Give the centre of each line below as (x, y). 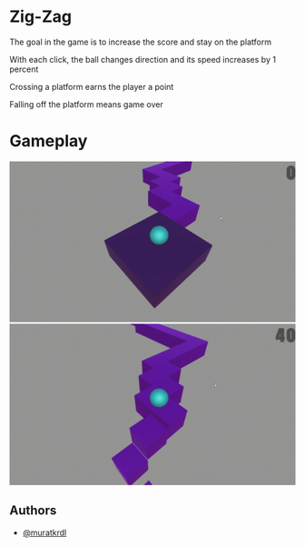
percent (24, 69)
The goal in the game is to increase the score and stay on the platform (141, 42)
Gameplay (49, 141)
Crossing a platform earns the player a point (92, 86)
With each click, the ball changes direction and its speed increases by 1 (143, 59)
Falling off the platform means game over (86, 104)
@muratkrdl (44, 532)
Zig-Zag (41, 17)
